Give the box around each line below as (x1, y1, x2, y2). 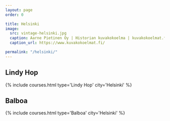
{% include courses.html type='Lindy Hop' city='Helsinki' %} (5, 82, 133, 88)
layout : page (5, 7, 33, 13)
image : (5, 26, 19, 31)
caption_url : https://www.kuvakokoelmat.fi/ (10, 40, 105, 46)
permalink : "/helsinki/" (5, 49, 58, 54)
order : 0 (5, 12, 24, 17)
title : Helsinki (5, 21, 39, 26)
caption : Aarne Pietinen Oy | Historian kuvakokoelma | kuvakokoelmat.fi (10, 36, 168, 41)
